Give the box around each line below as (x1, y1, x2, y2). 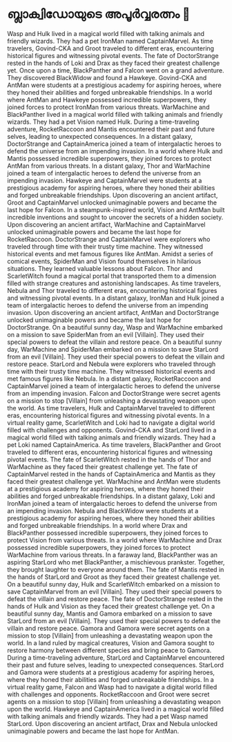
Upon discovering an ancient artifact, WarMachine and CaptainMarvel (7, 220, 206, 229)
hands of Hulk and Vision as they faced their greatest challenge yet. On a (7, 602, 215, 610)
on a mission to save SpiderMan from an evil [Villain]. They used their (7, 330, 205, 339)
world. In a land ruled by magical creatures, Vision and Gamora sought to (7, 638, 215, 647)
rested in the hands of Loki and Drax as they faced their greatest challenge (7, 59, 220, 67)
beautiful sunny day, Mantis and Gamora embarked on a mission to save (7, 609, 213, 618)
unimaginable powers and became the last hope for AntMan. (7, 727, 180, 735)
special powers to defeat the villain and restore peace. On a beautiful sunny (7, 338, 222, 346)
